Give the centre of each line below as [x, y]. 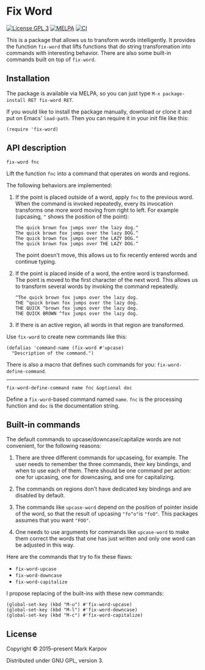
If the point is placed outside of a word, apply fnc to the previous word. [104, 197]
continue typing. [36, 261]
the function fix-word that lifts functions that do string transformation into [99, 46]
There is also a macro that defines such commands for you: [81, 364]
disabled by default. [40, 495]
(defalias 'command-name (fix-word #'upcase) [65, 348]
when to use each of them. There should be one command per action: [103, 470]
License [22, 634]
